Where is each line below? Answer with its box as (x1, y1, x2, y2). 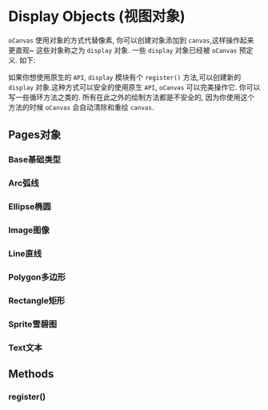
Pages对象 (8, 128, 62, 142)
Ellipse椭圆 (8, 201, 52, 212)
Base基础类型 (8, 154, 62, 165)
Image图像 (8, 225, 50, 236)
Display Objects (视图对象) (8, 7, 186, 26)
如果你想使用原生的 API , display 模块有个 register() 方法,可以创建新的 (8, 72, 242, 82)
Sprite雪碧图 (8, 318, 58, 329)
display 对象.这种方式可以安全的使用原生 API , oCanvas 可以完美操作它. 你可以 (8, 82, 261, 92)
